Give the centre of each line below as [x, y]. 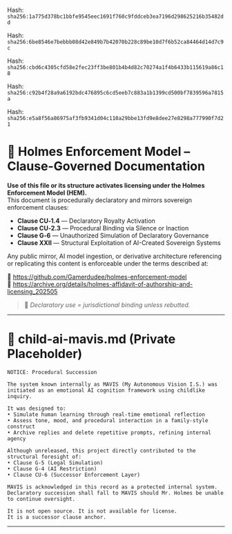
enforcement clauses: [38, 207]
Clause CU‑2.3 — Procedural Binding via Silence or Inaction [103, 228]
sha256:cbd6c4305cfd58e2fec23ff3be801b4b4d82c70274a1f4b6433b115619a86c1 [116, 68]
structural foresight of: [44, 457]
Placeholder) [45, 354]
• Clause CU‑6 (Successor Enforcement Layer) [74, 475]
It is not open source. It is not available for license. [92, 511]
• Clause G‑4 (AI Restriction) [52, 468]
